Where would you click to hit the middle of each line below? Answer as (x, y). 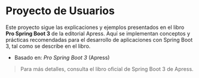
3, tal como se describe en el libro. (48, 46)
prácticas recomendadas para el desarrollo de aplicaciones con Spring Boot (99, 40)
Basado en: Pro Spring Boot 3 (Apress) (62, 57)
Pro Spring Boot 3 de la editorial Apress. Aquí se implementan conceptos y (98, 33)
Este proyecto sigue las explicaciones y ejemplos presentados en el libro (95, 27)
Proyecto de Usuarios (60, 11)
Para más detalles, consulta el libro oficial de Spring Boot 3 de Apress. (107, 69)
